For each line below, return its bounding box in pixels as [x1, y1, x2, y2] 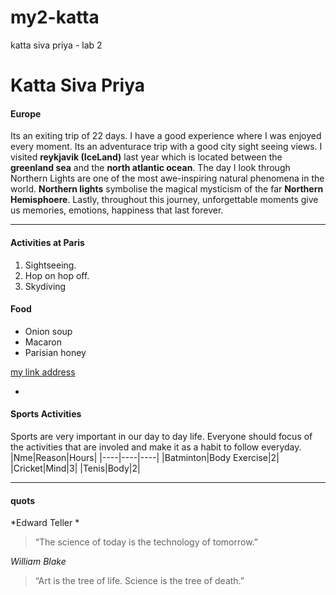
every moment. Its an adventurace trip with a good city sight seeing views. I [10, 141, 323, 153]
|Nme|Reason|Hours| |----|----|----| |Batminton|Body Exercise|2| [10, 451, 280, 463]
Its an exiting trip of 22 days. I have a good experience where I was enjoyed [10, 130, 322, 142]
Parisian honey [24, 346, 87, 358]
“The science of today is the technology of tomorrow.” [34, 536, 258, 548]
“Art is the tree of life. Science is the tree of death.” [34, 575, 245, 587]
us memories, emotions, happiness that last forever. [10, 204, 224, 216]
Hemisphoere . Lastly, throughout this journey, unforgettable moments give [10, 194, 319, 206]
